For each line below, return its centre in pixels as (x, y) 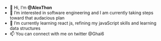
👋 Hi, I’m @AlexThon (31, 8)
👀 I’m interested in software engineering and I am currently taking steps (81, 13)
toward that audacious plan (37, 18)
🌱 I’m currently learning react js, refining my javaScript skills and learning (83, 23)
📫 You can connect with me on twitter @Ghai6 (57, 34)
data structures (25, 28)
